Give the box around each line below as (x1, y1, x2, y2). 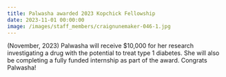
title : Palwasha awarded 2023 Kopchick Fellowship (7, 10, 156, 17)
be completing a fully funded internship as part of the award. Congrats (7, 56, 208, 65)
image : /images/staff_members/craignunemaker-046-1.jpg (7, 23, 171, 30)
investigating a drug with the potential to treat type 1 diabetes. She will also (7, 49, 220, 57)
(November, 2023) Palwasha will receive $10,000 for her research (7, 42, 194, 50)
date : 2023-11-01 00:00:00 (7, 16, 85, 23)
